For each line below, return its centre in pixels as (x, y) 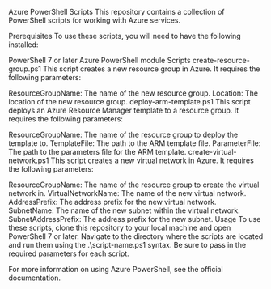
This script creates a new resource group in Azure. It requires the (152, 69)
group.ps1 (25, 69)
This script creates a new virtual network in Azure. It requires (152, 160)
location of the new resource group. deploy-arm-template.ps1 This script (129, 102)
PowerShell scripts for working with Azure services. (94, 20)
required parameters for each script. (69, 253)
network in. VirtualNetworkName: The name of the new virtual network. (127, 193)
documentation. (35, 278)
